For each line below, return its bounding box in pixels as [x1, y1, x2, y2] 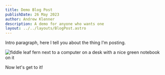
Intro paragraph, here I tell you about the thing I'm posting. [5, 39, 126, 45]
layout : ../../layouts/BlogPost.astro [5, 26, 86, 31]
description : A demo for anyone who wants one [5, 21, 104, 26]
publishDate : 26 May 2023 [5, 12, 59, 17]
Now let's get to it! [5, 64, 43, 70]
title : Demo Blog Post [5, 7, 53, 12]
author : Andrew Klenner [5, 16, 55, 21]
